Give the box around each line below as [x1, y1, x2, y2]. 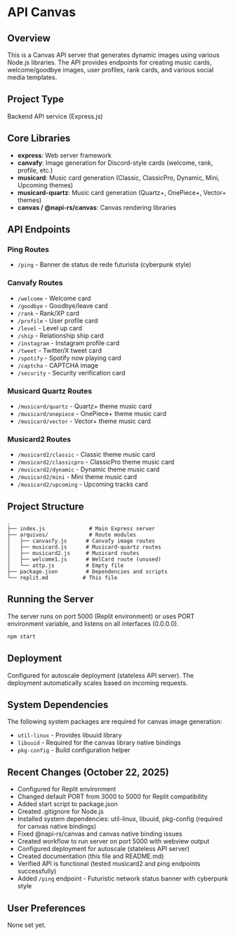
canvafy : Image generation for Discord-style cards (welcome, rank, [17, 159, 213, 167]
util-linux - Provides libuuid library [17, 731, 122, 740]
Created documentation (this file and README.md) [17, 852, 164, 860]
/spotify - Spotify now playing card [17, 354, 121, 362]
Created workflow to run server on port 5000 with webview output [17, 837, 210, 845]
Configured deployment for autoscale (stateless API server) [17, 845, 190, 853]
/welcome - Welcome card [17, 294, 91, 302]
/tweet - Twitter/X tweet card [17, 346, 102, 354]
